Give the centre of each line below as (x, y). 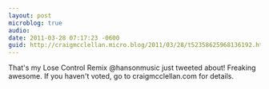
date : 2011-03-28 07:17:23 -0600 (64, 38)
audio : (19, 30)
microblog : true (35, 23)
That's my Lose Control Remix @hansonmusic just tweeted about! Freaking (132, 68)
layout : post (30, 15)
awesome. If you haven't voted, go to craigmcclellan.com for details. (121, 76)
